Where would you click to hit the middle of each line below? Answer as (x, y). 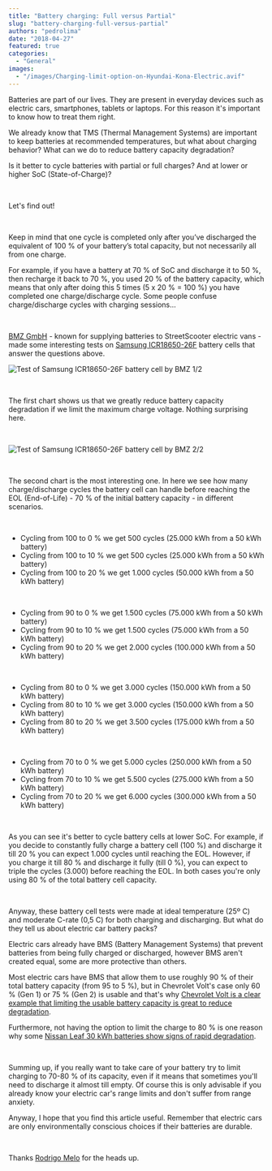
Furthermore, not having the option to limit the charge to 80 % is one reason (136, 1027)
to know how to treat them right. (62, 117)
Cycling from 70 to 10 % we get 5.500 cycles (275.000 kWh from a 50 (137, 779)
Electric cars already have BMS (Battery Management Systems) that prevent (136, 944)
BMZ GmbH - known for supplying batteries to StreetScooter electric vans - (135, 336)
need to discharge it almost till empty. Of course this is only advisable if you (135, 1084)
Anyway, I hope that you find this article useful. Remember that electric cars (135, 1117)
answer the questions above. (57, 353)
